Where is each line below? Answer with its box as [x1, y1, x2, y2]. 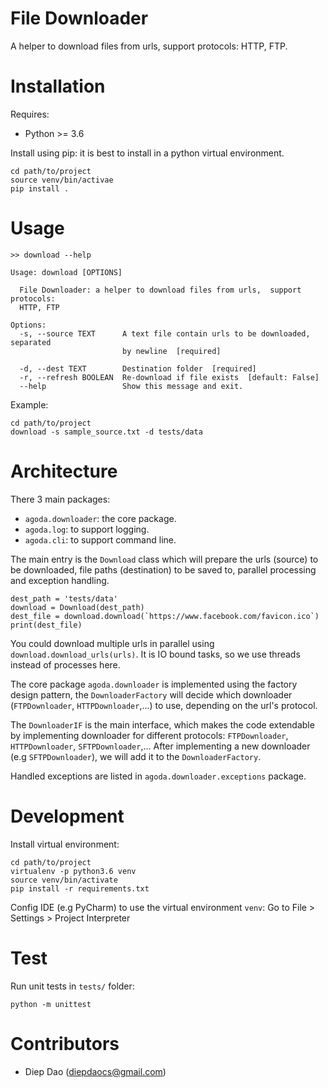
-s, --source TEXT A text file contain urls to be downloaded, [19, 328, 311, 339]
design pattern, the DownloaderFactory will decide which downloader [10, 688, 293, 701]
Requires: [10, 108, 50, 120]
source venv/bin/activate [10, 875, 118, 885]
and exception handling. [10, 574, 110, 586]
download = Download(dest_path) [10, 602, 145, 612]
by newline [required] [121, 346, 222, 356]
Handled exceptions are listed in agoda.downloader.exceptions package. [10, 770, 307, 782]
